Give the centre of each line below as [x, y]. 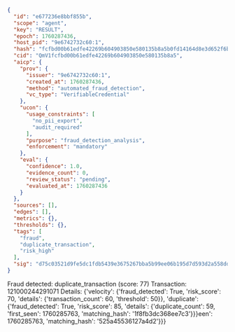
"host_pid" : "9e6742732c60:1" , [59, 43]
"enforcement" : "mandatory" [67, 147]
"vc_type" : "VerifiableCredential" [78, 95]
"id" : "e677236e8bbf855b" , [53, 16]
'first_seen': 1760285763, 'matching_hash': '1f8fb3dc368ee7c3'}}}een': [110, 313]
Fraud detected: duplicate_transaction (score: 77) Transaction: [97, 284]
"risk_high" [37, 251]
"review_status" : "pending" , [68, 179]
